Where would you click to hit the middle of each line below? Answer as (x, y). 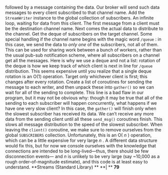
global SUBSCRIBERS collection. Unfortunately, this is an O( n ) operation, (78, 135)
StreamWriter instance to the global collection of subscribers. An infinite (79, 18)
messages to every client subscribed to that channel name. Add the (75, 13)
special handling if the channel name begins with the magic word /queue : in (83, 39)
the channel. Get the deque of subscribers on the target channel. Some (79, 34)
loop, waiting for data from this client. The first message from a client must (82, 23)
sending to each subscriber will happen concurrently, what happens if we (81, 103)
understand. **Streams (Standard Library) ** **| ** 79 (62, 167)
